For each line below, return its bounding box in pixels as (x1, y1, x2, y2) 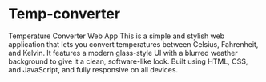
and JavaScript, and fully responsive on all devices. (8, 64, 179, 74)
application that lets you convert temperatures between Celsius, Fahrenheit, (8, 39, 259, 49)
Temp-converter (8, 5, 121, 23)
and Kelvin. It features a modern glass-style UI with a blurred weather (8, 48, 238, 57)
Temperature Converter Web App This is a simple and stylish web (8, 31, 225, 41)
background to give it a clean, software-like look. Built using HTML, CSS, (8, 57, 248, 66)
